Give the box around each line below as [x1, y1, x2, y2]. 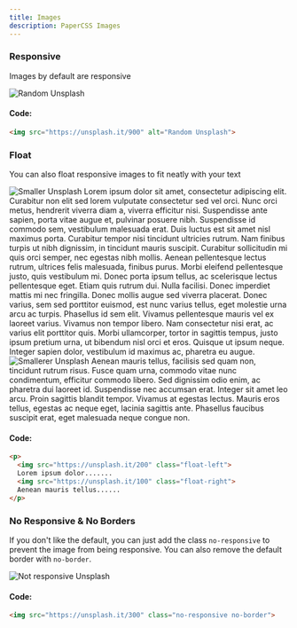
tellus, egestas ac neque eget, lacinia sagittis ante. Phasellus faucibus [9, 403, 264, 413]
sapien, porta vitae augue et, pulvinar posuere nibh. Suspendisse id [9, 215, 255, 225]
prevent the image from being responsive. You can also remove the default [9, 544, 282, 554]
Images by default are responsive [9, 70, 131, 81]
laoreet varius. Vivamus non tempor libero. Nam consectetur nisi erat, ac [9, 318, 274, 329]
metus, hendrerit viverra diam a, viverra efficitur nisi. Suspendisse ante [9, 205, 268, 216]
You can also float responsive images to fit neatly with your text [9, 169, 241, 180]
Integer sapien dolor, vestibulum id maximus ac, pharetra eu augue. [9, 347, 255, 357]
